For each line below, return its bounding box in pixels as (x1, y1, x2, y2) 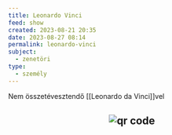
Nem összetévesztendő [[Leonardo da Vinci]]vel (8, 91, 165, 100)
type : (8, 63, 26, 71)
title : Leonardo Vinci (8, 11, 82, 20)
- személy (15, 70, 47, 78)
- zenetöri (15, 56, 51, 64)
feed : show (8, 19, 44, 27)
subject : (8, 48, 37, 56)
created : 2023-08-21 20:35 (8, 26, 97, 34)
